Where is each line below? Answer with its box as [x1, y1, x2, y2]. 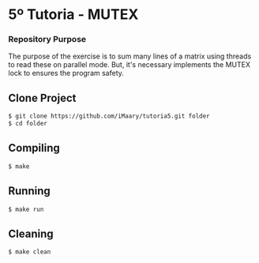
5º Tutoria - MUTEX [8, 6, 139, 24]
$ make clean [8, 248, 51, 256]
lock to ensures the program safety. [8, 69, 125, 78]
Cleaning [8, 227, 54, 240]
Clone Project [8, 91, 77, 104]
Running [8, 184, 51, 198]
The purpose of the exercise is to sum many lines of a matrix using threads [8, 51, 252, 61]
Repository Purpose [8, 34, 87, 45]
